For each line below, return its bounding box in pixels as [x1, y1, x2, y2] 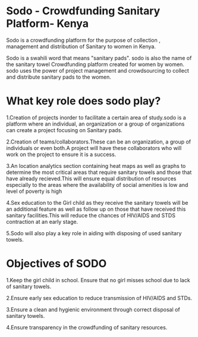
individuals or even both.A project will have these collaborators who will [6, 144, 182, 151]
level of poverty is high [6, 188, 62, 195]
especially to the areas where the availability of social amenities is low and [6, 181, 188, 188]
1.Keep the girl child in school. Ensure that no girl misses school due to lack [6, 276, 190, 283]
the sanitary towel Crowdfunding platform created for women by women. [6, 61, 184, 68]
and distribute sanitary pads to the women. [6, 73, 112, 80]
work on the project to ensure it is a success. [6, 151, 117, 158]
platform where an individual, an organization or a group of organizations [6, 120, 185, 127]
